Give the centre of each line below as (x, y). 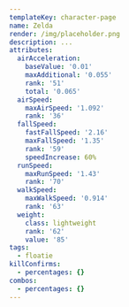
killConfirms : (35, 265)
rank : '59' (45, 149)
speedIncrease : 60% (61, 157)
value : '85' (47, 240)
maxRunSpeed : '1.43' (63, 173)
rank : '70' (45, 182)
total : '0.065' (53, 91)
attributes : (31, 50)
